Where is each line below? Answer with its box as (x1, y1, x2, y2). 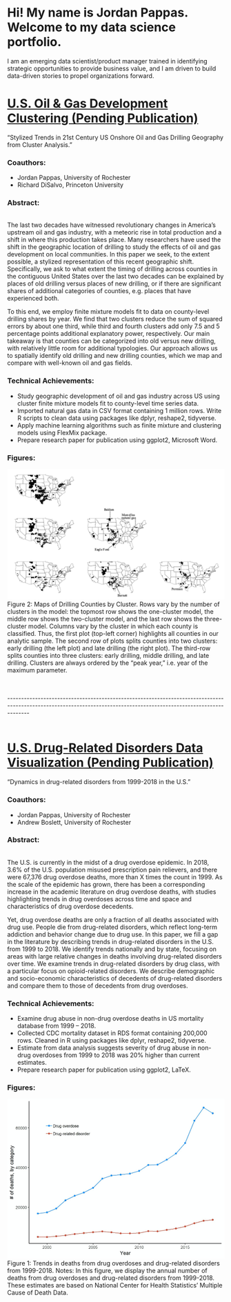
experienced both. (7, 294, 59, 303)
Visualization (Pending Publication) (7, 755, 214, 770)
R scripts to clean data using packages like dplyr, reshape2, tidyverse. (17, 414, 217, 422)
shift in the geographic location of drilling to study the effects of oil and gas (7, 243, 221, 251)
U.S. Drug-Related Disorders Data (7, 740, 203, 756)
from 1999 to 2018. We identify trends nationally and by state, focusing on (7, 945, 217, 953)
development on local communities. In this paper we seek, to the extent (7, 250, 210, 259)
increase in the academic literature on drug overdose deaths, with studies (7, 888, 217, 896)
